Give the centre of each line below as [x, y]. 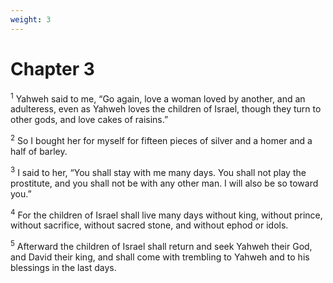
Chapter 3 [52, 68]
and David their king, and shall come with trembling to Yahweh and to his [160, 257]
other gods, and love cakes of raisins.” [89, 120]
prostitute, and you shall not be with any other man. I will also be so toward [164, 183]
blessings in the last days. [63, 267]
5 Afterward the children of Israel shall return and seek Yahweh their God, [161, 245]
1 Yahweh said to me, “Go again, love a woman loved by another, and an [158, 98]
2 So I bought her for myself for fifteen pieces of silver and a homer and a [161, 139]
